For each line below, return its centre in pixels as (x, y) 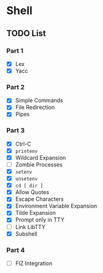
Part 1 (15, 51)
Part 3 (16, 130)
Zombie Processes (39, 164)
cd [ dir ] (29, 186)
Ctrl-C (23, 144)
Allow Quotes (32, 192)
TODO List (26, 33)
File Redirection (35, 107)
